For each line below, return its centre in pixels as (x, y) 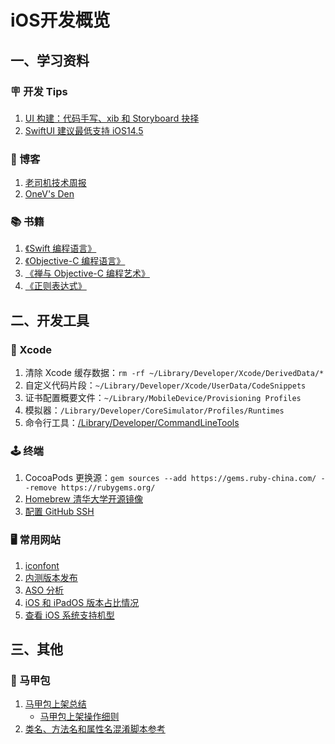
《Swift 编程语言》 (60, 248)
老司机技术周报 (55, 183)
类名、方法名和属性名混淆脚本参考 (95, 729)
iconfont (42, 565)
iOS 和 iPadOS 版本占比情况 (82, 602)
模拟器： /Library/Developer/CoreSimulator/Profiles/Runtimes (154, 410)
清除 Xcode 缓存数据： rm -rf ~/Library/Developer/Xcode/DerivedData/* (174, 373)
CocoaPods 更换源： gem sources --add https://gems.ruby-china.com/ (170, 478)
